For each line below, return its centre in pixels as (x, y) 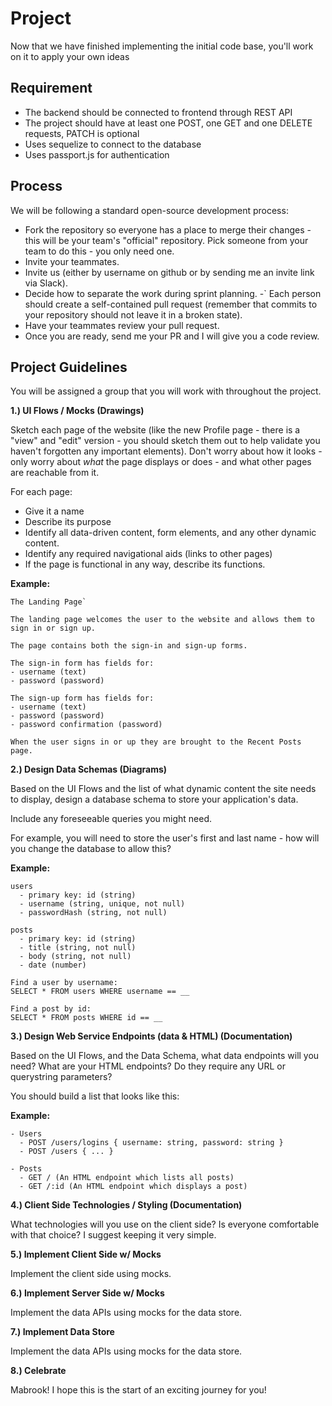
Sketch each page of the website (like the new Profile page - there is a (155, 430)
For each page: (41, 492)
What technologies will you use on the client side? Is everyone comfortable (165, 1224)
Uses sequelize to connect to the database (113, 144)
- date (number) (53, 965)
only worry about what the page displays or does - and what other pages (161, 462)
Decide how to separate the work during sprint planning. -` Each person (173, 293)
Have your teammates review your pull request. (122, 325)
